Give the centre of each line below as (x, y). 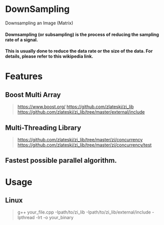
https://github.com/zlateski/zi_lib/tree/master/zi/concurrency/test (84, 145)
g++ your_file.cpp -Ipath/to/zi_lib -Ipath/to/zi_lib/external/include (84, 212)
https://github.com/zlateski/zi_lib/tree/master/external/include (81, 112)
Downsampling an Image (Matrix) (39, 23)
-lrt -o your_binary (55, 218)
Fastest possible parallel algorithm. (61, 161)
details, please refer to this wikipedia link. (49, 56)
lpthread (26, 218)
